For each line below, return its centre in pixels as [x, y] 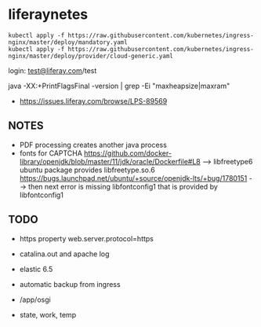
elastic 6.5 [36, 269]
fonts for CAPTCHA [51, 153]
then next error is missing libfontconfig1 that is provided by [123, 186]
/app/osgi [35, 299]
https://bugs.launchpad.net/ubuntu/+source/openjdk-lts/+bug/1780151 [133, 178]
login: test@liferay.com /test [53, 70]
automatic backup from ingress [70, 284]
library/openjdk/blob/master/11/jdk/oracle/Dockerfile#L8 [110, 161]
